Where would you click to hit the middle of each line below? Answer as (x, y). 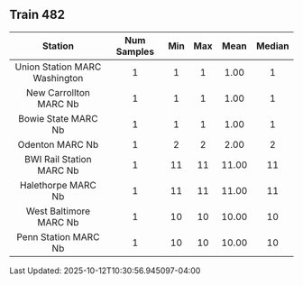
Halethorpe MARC (58, 185)
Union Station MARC (58, 67)
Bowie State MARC (58, 118)
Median (272, 46)
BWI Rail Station (58, 159)
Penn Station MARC (58, 236)
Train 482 (37, 15)
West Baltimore (58, 211)
